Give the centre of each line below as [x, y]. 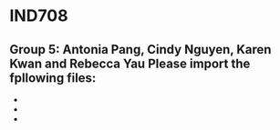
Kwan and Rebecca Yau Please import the [130, 63]
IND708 [39, 16]
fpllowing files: [53, 78]
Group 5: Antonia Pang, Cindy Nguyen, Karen [140, 50]
